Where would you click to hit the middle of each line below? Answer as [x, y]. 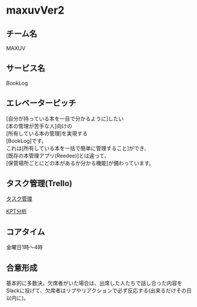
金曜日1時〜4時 [25, 247]
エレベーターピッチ [41, 103]
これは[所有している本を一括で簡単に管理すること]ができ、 [78, 148]
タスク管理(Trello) [39, 183]
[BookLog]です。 [27, 140]
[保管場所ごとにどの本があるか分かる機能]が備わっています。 [80, 163]
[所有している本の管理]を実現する [47, 133]
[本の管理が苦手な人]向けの [39, 126]
